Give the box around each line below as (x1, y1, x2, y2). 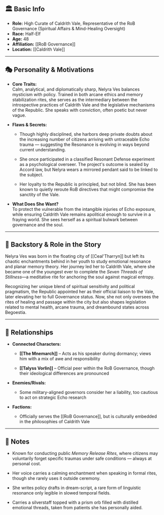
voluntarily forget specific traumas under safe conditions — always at (12, 455, 152, 461)
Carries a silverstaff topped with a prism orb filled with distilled (12, 499, 139, 505)
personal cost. (12, 461, 41, 467)
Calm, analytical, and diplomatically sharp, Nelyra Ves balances (12, 86, 140, 92)
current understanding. (19, 146, 66, 152)
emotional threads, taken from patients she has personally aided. (12, 505, 143, 511)
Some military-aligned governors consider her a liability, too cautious (19, 390, 158, 395)
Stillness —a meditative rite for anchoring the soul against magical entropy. (5, 274, 155, 280)
